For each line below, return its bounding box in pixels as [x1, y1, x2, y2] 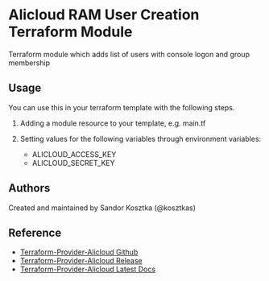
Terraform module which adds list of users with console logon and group [8, 49, 250, 59]
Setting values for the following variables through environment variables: [19, 134, 262, 143]
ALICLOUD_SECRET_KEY [31, 158, 115, 167]
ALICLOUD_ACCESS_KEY [31, 149, 117, 159]
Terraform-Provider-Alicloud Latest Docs [19, 264, 155, 275]
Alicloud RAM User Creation [8, 6, 200, 24]
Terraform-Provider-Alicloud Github [19, 247, 139, 257]
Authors [8, 181, 51, 195]
